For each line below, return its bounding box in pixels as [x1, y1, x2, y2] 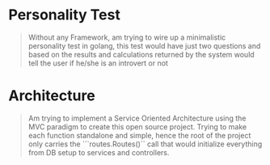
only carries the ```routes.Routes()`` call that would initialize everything [27, 139, 263, 149]
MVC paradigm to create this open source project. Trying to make [27, 121, 247, 131]
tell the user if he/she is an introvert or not [27, 58, 168, 68]
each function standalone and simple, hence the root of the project [27, 130, 251, 140]
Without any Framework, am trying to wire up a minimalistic [27, 32, 226, 42]
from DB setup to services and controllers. [27, 147, 170, 157]
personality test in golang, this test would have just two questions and [27, 40, 261, 50]
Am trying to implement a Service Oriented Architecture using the [27, 113, 247, 123]
